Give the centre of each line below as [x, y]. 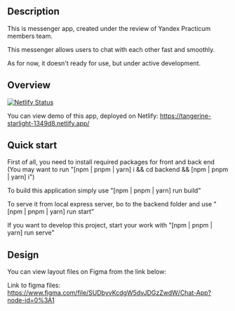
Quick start [32, 146]
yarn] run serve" [31, 233]
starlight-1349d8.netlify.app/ [48, 123]
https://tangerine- [186, 116]
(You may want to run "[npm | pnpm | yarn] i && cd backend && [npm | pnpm [118, 170]
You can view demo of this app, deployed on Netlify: [83, 116]
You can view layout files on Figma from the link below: [87, 272]
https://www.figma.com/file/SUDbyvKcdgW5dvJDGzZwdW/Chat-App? [109, 293]
